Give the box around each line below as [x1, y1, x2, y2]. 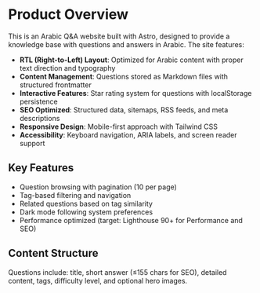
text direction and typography [19, 63, 116, 72]
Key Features [8, 161, 74, 174]
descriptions [19, 113, 60, 123]
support [19, 138, 45, 148]
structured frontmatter [19, 80, 92, 90]
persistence [19, 97, 59, 106]
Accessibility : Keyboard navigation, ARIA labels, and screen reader [19, 130, 237, 139]
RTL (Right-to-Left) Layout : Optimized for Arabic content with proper [19, 55, 244, 64]
